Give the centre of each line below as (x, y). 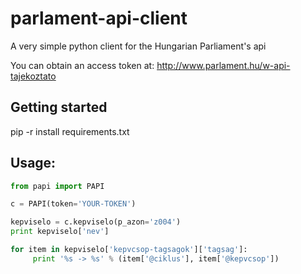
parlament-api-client (99, 18)
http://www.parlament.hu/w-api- (223, 65)
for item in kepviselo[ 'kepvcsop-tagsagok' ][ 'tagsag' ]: (129, 250)
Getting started (59, 107)
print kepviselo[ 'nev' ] (60, 232)
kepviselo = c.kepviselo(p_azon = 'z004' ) (96, 222)
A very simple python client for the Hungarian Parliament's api (138, 46)
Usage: (33, 163)
